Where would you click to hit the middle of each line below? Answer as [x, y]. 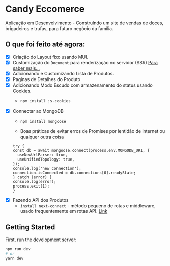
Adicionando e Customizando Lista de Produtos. [63, 73]
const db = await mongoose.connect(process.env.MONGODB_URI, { [81, 150]
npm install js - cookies [46, 101]
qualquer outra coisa [42, 137]
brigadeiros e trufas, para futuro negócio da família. [59, 28]
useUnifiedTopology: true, [46, 159]
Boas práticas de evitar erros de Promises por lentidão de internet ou [93, 131]
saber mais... [26, 68]
